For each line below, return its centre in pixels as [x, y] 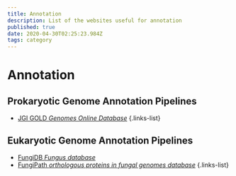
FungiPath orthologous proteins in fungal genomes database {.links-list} [123, 165]
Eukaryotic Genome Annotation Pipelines [100, 140]
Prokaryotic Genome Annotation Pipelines [102, 101]
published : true [31, 27]
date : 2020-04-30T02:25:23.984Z [55, 34]
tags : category [30, 40]
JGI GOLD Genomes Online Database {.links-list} [89, 118]
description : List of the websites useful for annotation [95, 20]
